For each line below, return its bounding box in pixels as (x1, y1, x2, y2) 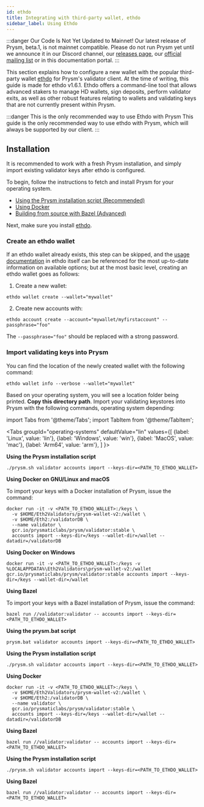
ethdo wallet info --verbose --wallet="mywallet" (6, 381, 136, 387)
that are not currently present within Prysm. (6, 101, 116, 108)
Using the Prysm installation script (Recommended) (15, 197, 145, 204)
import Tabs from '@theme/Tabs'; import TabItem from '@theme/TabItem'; (6, 416, 194, 423)
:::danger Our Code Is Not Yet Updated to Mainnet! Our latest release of (6, 37, 186, 45)
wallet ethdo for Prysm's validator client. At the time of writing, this (21, 75, 189, 83)
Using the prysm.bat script (6, 627, 76, 634)
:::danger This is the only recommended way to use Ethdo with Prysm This (6, 113, 194, 120)
